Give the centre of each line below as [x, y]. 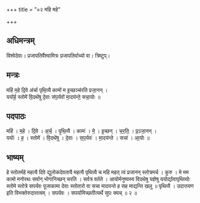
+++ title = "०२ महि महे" [34, 9]
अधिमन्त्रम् [20, 41]
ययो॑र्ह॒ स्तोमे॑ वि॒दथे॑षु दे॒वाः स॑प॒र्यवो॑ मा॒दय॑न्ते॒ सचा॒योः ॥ [54, 97]
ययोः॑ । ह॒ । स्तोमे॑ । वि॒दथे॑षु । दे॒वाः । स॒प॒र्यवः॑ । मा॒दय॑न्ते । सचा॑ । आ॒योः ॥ [78, 138]
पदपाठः [16, 116]
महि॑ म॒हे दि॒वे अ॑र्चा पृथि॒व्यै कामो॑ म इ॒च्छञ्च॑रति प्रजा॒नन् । [57, 90]
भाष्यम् [15, 157]
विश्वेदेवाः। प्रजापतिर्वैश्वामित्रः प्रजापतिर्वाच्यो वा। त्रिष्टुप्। [58, 56]
